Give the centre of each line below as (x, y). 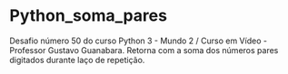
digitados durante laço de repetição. (77, 60)
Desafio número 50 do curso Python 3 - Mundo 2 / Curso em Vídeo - (139, 41)
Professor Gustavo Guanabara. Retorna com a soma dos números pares (144, 50)
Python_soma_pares (89, 16)
